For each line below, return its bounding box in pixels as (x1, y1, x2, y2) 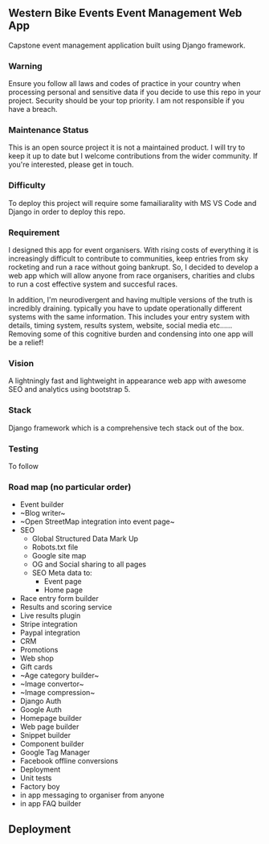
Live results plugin (19, 611, 81, 620)
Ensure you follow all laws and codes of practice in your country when (8, 79, 241, 89)
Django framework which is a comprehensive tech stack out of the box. (8, 422, 245, 433)
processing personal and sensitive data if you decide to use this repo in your (8, 88, 262, 97)
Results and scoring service (19, 603, 112, 612)
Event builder (19, 500, 64, 509)
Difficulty (8, 180, 46, 191)
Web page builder (19, 722, 79, 731)
